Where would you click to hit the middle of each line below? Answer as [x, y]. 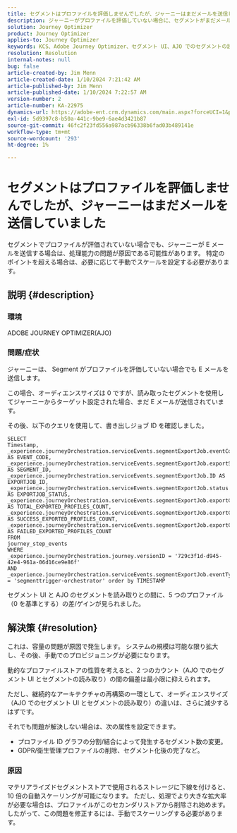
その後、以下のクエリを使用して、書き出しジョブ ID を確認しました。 [108, 426]
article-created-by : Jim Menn [52, 73]
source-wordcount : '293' [44, 138]
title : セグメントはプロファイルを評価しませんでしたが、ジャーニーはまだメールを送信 [118, 14]
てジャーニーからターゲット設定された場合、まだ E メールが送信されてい [113, 402]
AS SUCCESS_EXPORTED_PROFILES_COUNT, [63, 519]
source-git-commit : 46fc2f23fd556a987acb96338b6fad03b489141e [101, 125]
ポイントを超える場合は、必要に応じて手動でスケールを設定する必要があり [115, 262]
